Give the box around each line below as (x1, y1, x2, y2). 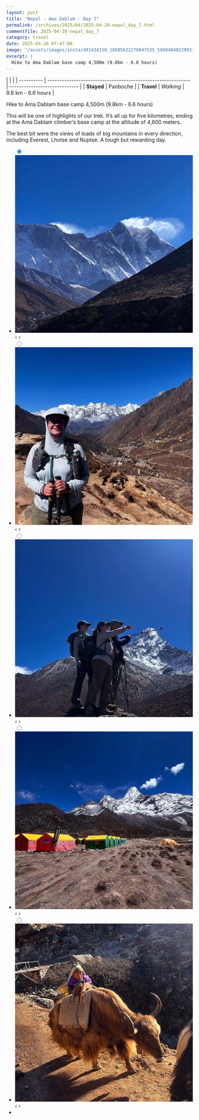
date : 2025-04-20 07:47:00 (6, 41, 73, 47)
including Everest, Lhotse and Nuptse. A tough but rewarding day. (6, 136, 167, 143)
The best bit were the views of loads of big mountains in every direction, (6, 130, 183, 137)
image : (6, 47, 23, 53)
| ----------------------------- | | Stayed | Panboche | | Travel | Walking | (6, 83, 185, 90)
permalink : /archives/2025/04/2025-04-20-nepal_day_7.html (6, 22, 155, 28)
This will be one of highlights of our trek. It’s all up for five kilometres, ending (6, 112, 193, 119)
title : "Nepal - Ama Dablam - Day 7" (6, 15, 99, 22)
